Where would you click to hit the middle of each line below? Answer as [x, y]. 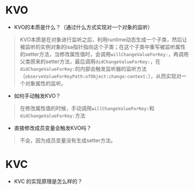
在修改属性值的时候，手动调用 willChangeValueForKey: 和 [87, 108]
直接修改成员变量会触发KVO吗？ [53, 128]
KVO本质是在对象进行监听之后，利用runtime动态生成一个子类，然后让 [103, 39]
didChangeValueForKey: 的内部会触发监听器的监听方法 [83, 68]
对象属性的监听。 [46, 83]
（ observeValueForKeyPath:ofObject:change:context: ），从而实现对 [101, 76]
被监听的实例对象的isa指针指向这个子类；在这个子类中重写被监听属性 [103, 47]
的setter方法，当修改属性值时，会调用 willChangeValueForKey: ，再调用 [104, 54]
